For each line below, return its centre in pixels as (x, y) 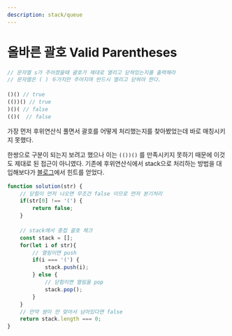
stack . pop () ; (63, 289)
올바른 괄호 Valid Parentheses (92, 52)
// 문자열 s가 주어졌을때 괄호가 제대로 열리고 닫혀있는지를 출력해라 (92, 72)
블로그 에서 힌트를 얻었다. (71, 172)
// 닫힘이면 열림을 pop (74, 282)
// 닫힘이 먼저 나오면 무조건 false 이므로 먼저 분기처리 (91, 194)
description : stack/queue (45, 15)
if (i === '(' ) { (56, 260)
